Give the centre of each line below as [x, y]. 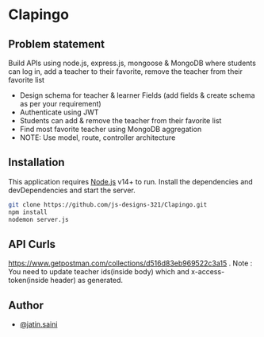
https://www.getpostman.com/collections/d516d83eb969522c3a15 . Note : [130, 263]
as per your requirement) [60, 104]
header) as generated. [87, 281]
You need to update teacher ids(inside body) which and [99, 272]
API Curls [32, 244]
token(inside [29, 281]
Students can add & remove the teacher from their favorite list [121, 120]
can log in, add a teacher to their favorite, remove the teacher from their [126, 72]
